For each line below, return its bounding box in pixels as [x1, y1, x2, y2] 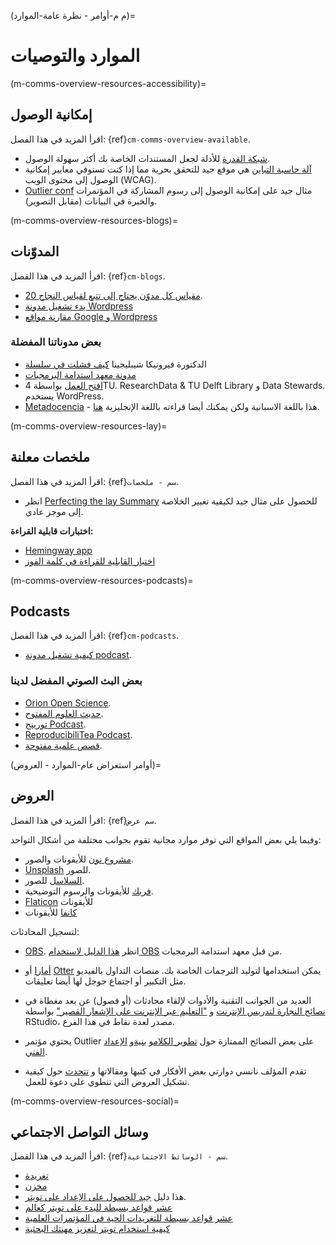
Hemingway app [24, 544, 93, 556]
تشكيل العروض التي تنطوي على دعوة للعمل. [24, 1075, 190, 1087]
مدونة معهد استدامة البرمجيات [24, 368, 137, 380]
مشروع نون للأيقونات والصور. [24, 853, 135, 865]
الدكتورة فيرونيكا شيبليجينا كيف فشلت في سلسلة [24, 358, 207, 370]
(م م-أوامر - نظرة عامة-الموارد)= [10, 10, 137, 21]
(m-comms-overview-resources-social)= [10, 1095, 180, 1107]
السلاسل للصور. [24, 874, 85, 886]
